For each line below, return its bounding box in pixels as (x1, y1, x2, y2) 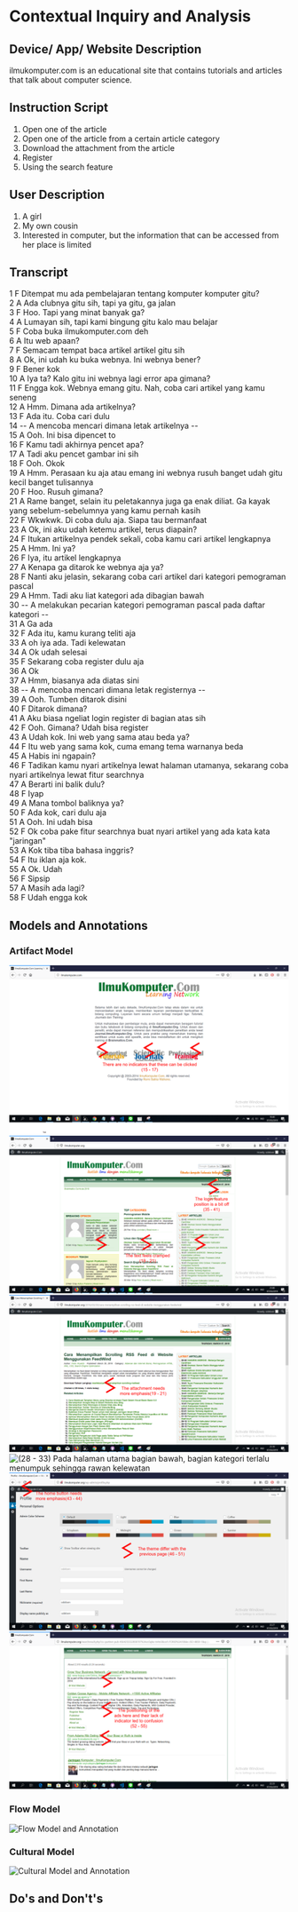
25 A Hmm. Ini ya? (9, 543, 76, 554)
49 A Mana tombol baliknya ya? (9, 797, 124, 809)
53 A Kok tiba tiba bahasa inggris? (9, 845, 135, 856)
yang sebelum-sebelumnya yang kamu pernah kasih (9, 505, 201, 516)
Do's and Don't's (9, 1892, 104, 1907)
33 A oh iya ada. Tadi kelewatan (9, 638, 126, 648)
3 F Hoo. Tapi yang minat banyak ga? (9, 307, 145, 318)
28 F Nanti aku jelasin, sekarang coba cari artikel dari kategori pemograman (9, 571, 286, 583)
